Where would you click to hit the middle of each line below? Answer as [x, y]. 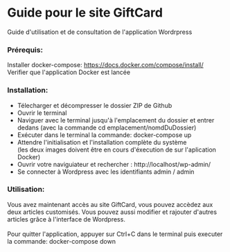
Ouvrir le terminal [42, 113]
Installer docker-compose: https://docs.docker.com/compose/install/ [106, 65]
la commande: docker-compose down [62, 241]
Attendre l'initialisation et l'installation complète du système [102, 142]
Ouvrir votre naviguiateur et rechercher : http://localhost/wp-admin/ [114, 164]
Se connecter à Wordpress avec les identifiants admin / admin [106, 172]
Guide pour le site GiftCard [85, 13]
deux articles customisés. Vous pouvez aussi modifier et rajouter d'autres [112, 212]
